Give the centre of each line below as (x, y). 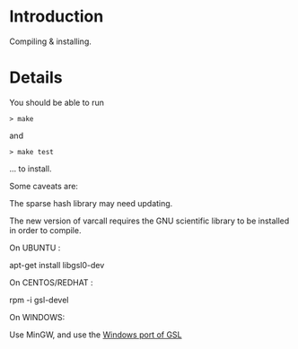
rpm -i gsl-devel (39, 300)
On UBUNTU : (35, 248)
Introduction (57, 17)
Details (36, 78)
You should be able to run (57, 102)
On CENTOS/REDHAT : (51, 282)
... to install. (31, 169)
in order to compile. (45, 230)
